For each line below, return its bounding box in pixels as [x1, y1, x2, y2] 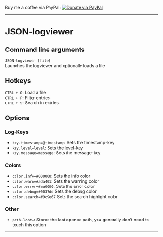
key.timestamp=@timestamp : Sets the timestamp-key [12, 139, 115, 145]
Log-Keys [5, 129, 29, 135]
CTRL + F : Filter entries [5, 95, 50, 101]
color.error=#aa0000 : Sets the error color [12, 183, 95, 189]
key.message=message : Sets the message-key [12, 150, 101, 155]
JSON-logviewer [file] [5, 58, 51, 63]
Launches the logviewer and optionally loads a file [5, 63, 105, 68]
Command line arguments [5, 45, 85, 53]
